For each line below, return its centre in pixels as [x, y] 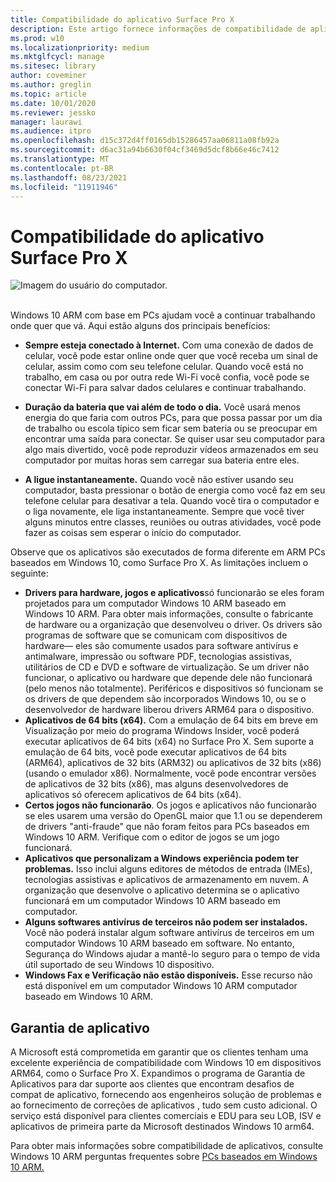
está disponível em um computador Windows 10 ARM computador [161, 986]
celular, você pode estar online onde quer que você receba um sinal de [171, 356]
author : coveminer [48, 76]
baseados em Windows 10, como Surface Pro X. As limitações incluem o [159, 563]
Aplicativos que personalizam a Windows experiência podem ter [162, 858]
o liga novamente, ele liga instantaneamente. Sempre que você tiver [164, 512]
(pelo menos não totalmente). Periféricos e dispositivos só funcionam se [174, 688]
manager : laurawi [46, 122]
